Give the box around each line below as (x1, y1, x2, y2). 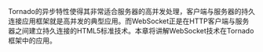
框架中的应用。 (8, 36, 57, 45)
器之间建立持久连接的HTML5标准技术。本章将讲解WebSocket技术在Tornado (8, 26, 254, 35)
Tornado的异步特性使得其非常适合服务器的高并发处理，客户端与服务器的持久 (8, 7, 255, 16)
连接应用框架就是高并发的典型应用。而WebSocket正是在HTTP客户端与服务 (8, 16, 250, 26)
